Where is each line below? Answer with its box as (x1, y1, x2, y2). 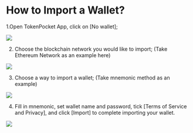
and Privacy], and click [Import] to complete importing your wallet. (14, 109, 175, 116)
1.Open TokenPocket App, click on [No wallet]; (6, 23, 118, 30)
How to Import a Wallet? (6, 4, 125, 17)
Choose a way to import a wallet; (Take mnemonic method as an (14, 74, 170, 81)
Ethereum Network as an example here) (14, 51, 111, 59)
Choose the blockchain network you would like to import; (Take (14, 45, 168, 52)
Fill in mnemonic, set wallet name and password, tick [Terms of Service (14, 102, 187, 109)
